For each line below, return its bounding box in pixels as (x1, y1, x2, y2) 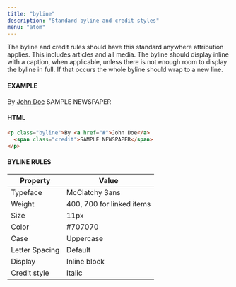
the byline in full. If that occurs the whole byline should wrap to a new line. (7, 65, 224, 74)
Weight (11, 199, 35, 209)
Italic (66, 268, 83, 278)
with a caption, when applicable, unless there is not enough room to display (7, 58, 228, 66)
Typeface (11, 187, 42, 197)
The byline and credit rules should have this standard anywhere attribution (7, 43, 224, 52)
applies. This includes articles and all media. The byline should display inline (7, 50, 230, 59)
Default (66, 245, 91, 254)
